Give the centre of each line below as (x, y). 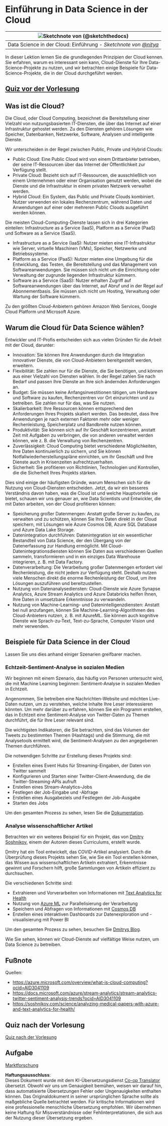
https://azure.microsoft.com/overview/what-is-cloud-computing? (80, 982)
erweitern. (23, 365)
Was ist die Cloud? (35, 106)
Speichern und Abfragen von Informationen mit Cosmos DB (74, 909)
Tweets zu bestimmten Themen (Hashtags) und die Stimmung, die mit (77, 735)
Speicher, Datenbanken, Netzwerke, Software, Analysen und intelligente (80, 134)
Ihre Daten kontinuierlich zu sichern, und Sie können (67, 451)
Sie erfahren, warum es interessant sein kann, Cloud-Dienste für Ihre (76, 62)
